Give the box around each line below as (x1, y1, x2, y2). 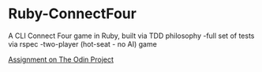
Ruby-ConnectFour (8, 5, 137, 23)
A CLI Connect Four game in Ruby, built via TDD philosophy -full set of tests (8, 31, 255, 40)
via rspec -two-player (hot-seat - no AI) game (8, 39, 158, 48)
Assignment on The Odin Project (8, 55, 114, 64)
